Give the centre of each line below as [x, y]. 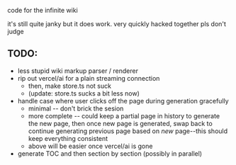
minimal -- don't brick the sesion [76, 108]
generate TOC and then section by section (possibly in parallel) [110, 153]
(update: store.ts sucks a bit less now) [84, 93]
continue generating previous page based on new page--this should [128, 131]
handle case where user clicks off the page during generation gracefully [123, 101]
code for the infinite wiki [43, 10]
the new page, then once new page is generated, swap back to [120, 123]
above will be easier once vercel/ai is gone [90, 146]
